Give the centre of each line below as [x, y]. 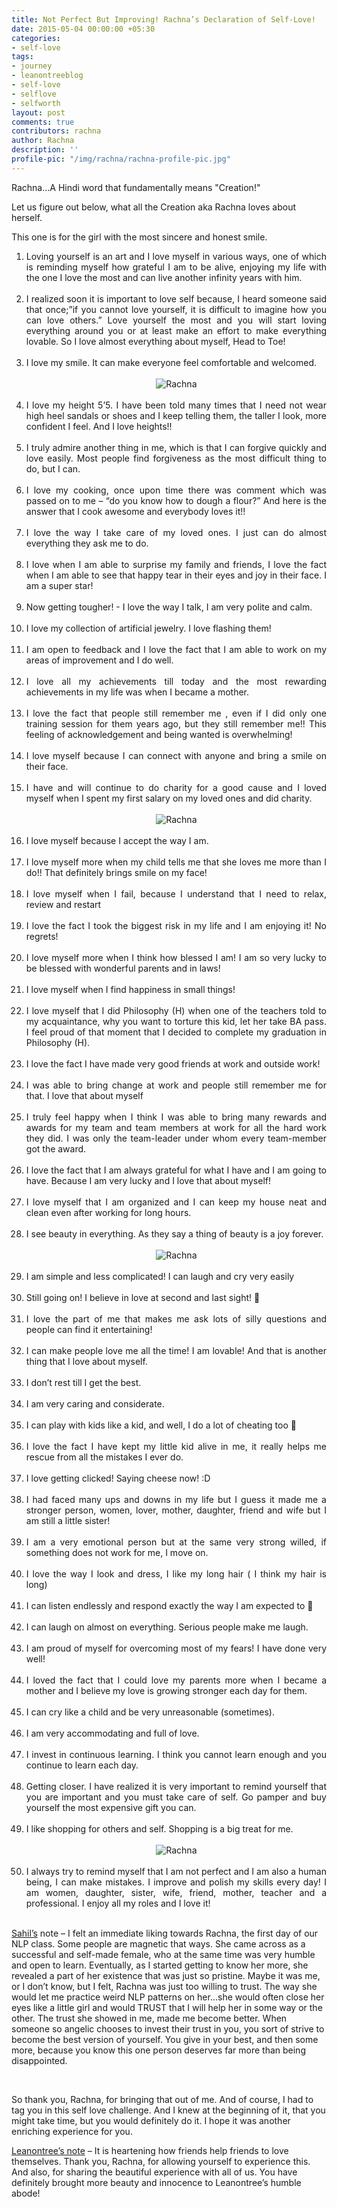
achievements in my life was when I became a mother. [137, 692]
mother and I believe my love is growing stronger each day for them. [166, 1690]
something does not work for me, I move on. [117, 1552]
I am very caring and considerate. [95, 1403]
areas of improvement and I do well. [99, 660]
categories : [36, 38]
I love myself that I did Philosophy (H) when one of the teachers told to [176, 1010]
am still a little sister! [68, 1520]
